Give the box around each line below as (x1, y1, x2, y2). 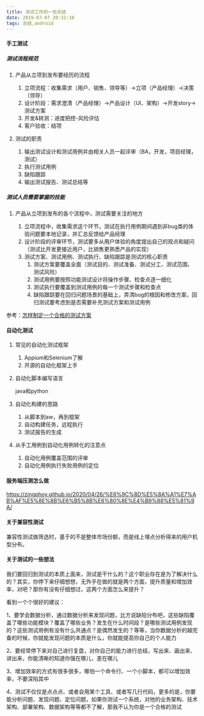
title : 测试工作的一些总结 (6, 9, 67, 15)
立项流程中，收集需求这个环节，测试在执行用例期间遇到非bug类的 (24, 222, 189, 230)
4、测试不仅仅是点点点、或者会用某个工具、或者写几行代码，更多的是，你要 (6, 687, 196, 695)
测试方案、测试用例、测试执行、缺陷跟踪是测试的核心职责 (24, 253, 168, 260)
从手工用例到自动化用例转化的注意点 (15, 442, 106, 449)
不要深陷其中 (16, 675, 49, 682)
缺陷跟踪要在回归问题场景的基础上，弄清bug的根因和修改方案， (33, 291, 192, 298)
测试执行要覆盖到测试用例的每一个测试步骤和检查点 (33, 283, 161, 290)
